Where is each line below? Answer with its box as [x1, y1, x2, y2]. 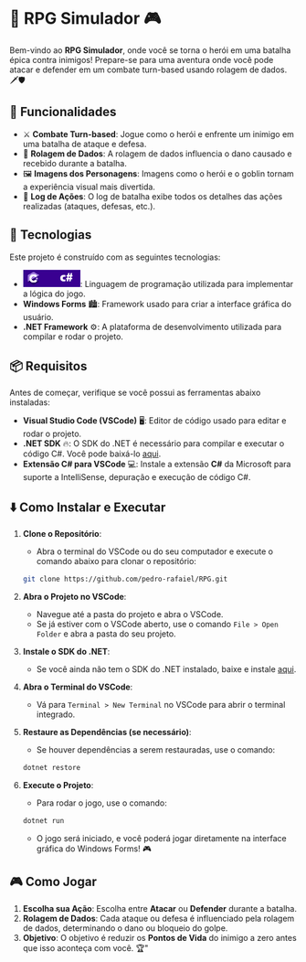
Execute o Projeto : [22, 779, 94, 790]
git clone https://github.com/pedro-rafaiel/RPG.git [22, 574, 228, 584]
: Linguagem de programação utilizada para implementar [79, 278, 294, 289]
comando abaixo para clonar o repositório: [36, 556, 196, 567]
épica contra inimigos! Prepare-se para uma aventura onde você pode [9, 54, 274, 65]
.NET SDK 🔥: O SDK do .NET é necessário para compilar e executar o [22, 438, 285, 449]
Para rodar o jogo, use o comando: [36, 797, 167, 808]
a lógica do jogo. [22, 288, 86, 299]
